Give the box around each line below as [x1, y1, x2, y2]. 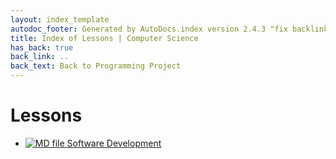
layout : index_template [10, 14, 110, 25]
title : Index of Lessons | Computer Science [10, 33, 199, 43]
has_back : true [10, 42, 74, 53]
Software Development [66, 137, 162, 149]
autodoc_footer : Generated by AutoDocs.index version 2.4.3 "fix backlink [10, 24, 329, 34]
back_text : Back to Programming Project [10, 61, 182, 71]
